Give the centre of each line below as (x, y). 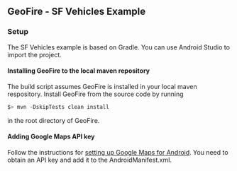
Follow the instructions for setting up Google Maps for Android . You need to (118, 152)
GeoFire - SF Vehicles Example (77, 12)
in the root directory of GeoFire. (54, 120)
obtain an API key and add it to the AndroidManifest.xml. (90, 160)
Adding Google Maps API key (51, 136)
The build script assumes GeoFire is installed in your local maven (102, 86)
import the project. (34, 54)
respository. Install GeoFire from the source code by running (95, 94)
